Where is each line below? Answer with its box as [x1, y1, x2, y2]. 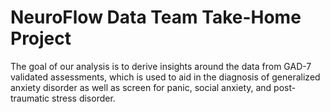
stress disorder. [51, 92, 116, 104]
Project [10, 27, 72, 50]
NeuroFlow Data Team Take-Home [10, 6, 302, 29]
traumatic [10, 92, 50, 104]
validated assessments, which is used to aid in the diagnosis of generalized [10, 71, 321, 83]
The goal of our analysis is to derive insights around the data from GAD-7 [10, 60, 312, 72]
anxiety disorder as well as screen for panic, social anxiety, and [10, 81, 272, 93]
